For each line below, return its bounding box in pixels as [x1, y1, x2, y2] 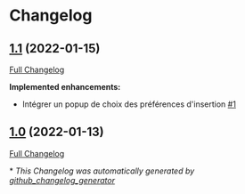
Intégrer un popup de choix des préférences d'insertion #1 [21, 99, 236, 109]
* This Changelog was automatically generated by [9, 166, 195, 176]
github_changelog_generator [9, 174, 116, 185]
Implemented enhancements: [9, 82, 121, 92]
